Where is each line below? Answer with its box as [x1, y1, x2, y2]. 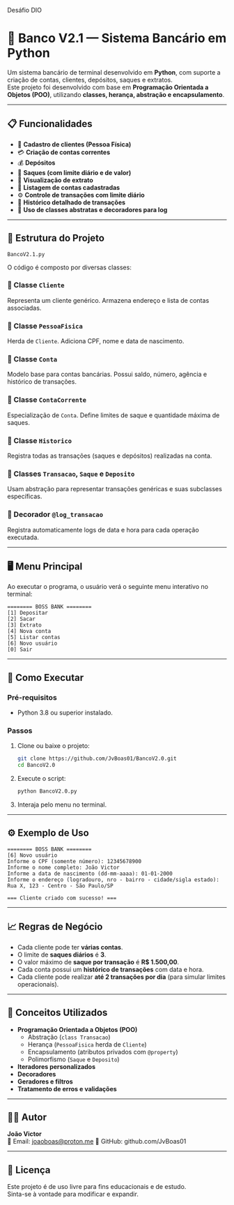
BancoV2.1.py [7, 250, 45, 257]
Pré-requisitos [7, 692, 57, 702]
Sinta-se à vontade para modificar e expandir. [7, 1190, 139, 1199]
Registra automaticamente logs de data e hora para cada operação [7, 525, 200, 534]
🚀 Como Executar [7, 671, 84, 683]
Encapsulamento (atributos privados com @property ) [27, 1047, 179, 1056]
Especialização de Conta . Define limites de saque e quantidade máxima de [7, 411, 220, 419]
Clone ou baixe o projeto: [17, 742, 90, 750]
